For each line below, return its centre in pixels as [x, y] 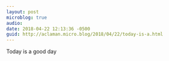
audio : [14, 23]
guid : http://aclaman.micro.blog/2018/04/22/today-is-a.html [85, 34]
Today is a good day [31, 51]
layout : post [23, 12]
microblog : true [27, 18]
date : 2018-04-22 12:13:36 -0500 [48, 29]
